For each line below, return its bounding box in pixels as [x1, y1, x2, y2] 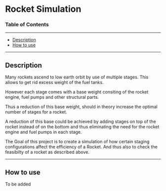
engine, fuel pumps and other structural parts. [5, 94, 99, 100]
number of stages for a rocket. [5, 109, 67, 115]
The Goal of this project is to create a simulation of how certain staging [5, 139, 150, 145]
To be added [5, 181, 31, 187]
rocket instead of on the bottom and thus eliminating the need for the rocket [5, 124, 160, 130]
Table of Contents [5, 21, 49, 28]
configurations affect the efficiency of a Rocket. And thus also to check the [5, 144, 158, 150]
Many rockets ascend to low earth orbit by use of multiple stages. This [5, 74, 149, 80]
